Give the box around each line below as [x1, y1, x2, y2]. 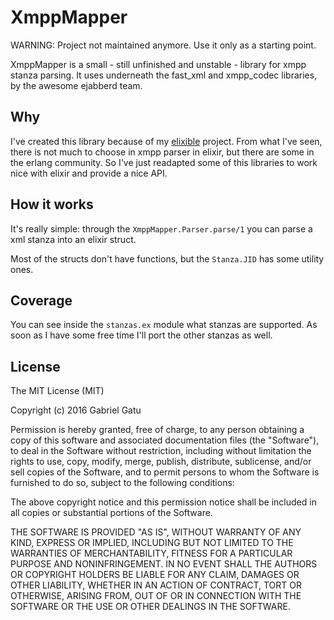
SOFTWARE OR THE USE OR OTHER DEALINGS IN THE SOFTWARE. [10, 601, 291, 613]
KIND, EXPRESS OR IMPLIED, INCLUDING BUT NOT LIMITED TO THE [10, 537, 294, 549]
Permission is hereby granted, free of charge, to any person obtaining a [10, 424, 305, 436]
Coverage [10, 292, 73, 309]
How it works [10, 196, 94, 213]
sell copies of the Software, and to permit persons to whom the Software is [10, 466, 320, 478]
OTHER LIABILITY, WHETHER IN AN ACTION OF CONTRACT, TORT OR [10, 579, 302, 591]
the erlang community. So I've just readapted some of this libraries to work [10, 156, 318, 168]
